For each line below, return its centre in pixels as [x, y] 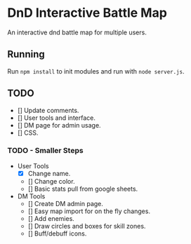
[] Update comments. [48, 110]
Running [26, 54]
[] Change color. [51, 181]
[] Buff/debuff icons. [57, 233]
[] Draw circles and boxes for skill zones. [87, 226]
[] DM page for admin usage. [59, 125]
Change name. [49, 173]
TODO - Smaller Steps [45, 151]
